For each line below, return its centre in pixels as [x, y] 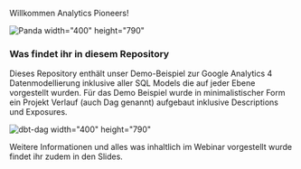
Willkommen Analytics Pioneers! [69, 13]
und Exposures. [38, 112]
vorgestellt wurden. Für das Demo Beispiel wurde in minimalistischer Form [148, 93]
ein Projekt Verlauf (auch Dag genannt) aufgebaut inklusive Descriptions [144, 102]
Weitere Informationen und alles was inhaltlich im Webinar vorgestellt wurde [150, 147]
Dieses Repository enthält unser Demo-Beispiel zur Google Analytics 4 [141, 74]
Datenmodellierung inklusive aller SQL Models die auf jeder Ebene [132, 83]
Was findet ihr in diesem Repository [89, 53]
